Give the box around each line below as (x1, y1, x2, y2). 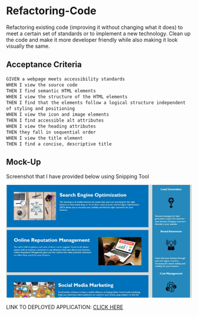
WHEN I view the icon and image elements (6, 111, 110, 118)
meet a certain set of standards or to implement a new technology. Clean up (6, 30, 191, 37)
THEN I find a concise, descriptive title (6, 141, 112, 147)
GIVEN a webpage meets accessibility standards (6, 76, 126, 82)
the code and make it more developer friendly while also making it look (6, 36, 178, 43)
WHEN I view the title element (6, 135, 83, 141)
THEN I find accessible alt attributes (6, 117, 104, 123)
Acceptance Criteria (6, 60, 82, 70)
